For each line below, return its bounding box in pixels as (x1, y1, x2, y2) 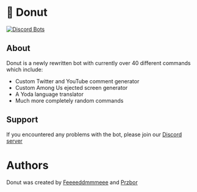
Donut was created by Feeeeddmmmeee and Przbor (6, 179, 138, 186)
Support (6, 115, 38, 125)
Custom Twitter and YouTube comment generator (15, 77, 140, 84)
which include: (6, 66, 43, 73)
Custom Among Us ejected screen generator (15, 84, 128, 91)
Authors (6, 158, 49, 172)
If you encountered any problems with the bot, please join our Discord (6, 131, 182, 138)
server (6, 137, 23, 145)
